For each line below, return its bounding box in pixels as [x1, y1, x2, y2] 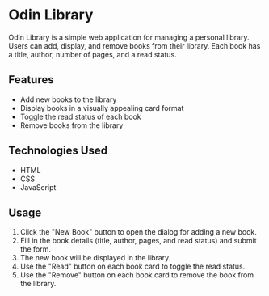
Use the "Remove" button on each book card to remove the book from [19, 270, 254, 280]
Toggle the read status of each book [19, 112, 141, 121]
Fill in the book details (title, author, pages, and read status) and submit [19, 236, 257, 246]
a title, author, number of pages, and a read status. [8, 49, 177, 59]
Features [8, 73, 54, 87]
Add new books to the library [19, 95, 117, 104]
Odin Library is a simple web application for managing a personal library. [8, 32, 250, 42]
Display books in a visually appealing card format [19, 103, 184, 112]
